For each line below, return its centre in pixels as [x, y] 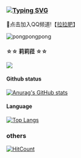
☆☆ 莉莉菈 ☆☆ [27, 51]
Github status [24, 79]
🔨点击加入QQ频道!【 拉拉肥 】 [42, 24]
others [16, 135]
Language [19, 106]
